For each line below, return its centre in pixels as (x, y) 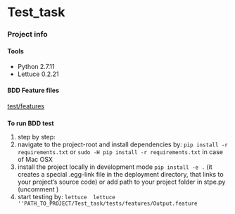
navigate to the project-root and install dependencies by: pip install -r (123, 144)
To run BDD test (31, 123)
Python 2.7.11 (36, 67)
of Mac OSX (35, 160)
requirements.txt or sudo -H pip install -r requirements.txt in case (120, 152)
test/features (26, 106)
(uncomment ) (38, 189)
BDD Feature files (33, 90)
